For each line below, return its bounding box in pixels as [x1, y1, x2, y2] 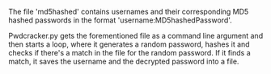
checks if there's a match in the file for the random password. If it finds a [8, 48, 251, 57]
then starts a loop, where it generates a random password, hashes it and [8, 39, 250, 49]
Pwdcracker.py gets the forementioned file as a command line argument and [8, 31, 264, 40]
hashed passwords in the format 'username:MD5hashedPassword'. [8, 15, 232, 25]
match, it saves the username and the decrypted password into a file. [8, 56, 239, 66]
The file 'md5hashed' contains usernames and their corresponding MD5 [8, 7, 249, 16]
